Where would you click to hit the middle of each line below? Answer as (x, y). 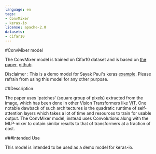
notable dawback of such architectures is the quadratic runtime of (71, 108)
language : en (18, 9)
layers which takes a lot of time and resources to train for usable (87, 113)
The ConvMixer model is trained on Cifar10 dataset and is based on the (76, 59)
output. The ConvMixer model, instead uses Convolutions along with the (77, 118)
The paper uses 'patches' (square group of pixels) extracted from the (74, 98)
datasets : (15, 32)
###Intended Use (22, 138)
